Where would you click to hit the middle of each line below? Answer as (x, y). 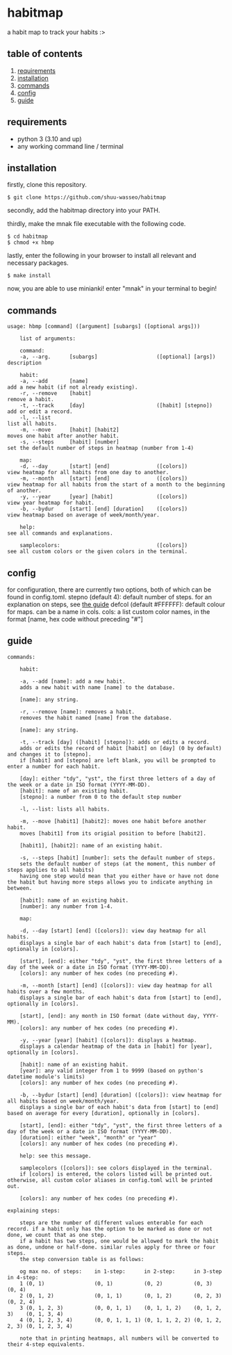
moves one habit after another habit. (63, 436)
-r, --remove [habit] (56, 393)
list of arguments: (48, 339)
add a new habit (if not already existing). (73, 387)
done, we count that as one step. (57, 1235)
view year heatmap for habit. (51, 503)
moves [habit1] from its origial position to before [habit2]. (113, 833)
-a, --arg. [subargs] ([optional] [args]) (118, 357)
